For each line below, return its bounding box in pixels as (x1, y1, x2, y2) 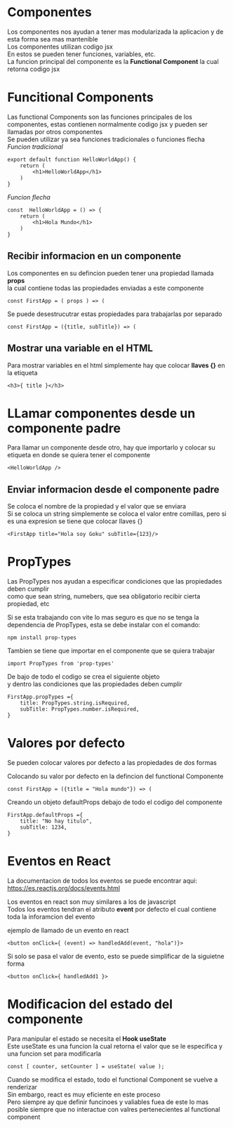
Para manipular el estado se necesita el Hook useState (7, 1035, 167, 1043)
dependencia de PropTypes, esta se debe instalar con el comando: (7, 621, 201, 629)
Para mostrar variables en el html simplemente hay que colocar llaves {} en (7, 361, 226, 369)
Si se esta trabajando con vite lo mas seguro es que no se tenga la (7, 613, 199, 622)
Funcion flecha (7, 192, 51, 201)
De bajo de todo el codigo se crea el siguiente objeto (7, 672, 160, 681)
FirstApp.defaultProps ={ (7, 812, 83, 819)
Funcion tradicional (7, 142, 63, 151)
